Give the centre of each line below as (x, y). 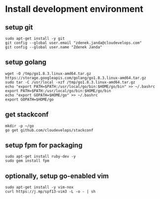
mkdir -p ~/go (20, 126)
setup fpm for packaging (44, 146)
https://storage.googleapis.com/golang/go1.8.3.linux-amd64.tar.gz (76, 78)
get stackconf (27, 115)
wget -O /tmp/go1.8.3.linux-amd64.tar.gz (48, 73)
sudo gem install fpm (27, 161)
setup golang (26, 62)
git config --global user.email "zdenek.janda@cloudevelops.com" (73, 43)
